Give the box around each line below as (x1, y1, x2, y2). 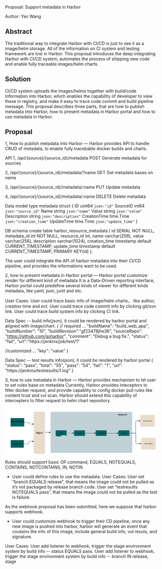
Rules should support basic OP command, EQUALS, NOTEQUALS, (5, 459, 136, 465)
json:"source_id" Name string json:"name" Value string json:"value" (5, 208, 143, 214)
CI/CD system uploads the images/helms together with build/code (5, 88, 137, 94)
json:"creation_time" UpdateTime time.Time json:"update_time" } (5, 218, 138, 225)
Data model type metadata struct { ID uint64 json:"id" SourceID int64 (5, 203, 145, 209)
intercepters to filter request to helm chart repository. (5, 398, 111, 404)
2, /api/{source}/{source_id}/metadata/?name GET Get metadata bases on (5, 170, 153, 176)
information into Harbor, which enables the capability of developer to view (5, 93, 153, 99)
